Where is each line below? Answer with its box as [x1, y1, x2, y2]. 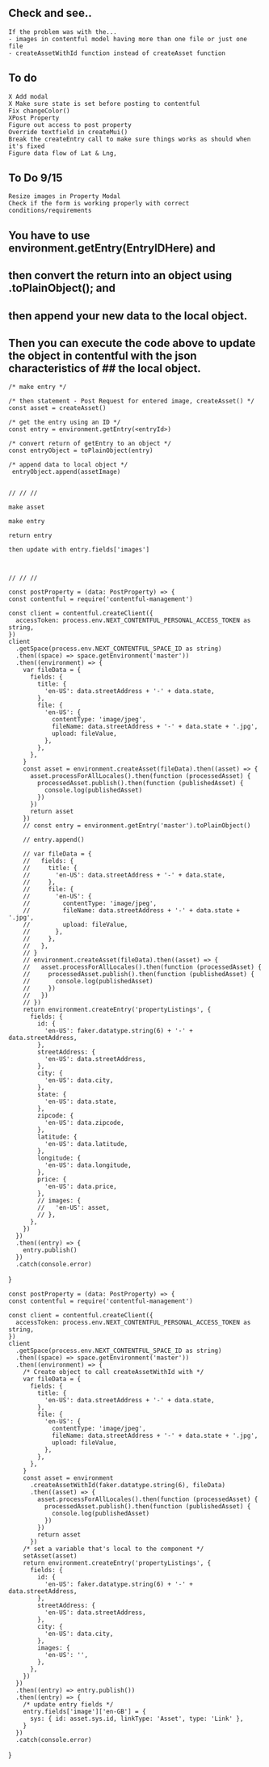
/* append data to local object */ [8, 461, 128, 469]
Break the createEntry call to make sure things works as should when [8, 135, 251, 143]
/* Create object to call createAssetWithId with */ [23, 1368, 204, 1376]
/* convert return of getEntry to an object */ [8, 440, 172, 448]
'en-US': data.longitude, [44, 1161, 132, 1169]
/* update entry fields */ [23, 1701, 114, 1709]
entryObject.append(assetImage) [11, 468, 121, 476]
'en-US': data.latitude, [44, 1140, 128, 1148]
